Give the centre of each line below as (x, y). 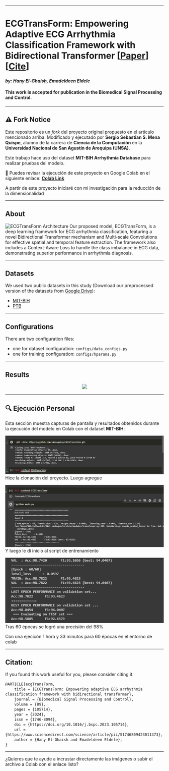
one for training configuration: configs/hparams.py (64, 354)
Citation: (19, 662)
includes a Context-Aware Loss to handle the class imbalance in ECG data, (82, 247)
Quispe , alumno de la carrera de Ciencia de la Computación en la (74, 142)
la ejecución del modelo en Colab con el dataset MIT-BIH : (65, 428)
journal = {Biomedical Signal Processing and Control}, (74, 699)
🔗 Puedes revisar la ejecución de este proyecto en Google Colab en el (77, 173)
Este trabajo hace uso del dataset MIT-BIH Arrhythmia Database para (78, 157)
